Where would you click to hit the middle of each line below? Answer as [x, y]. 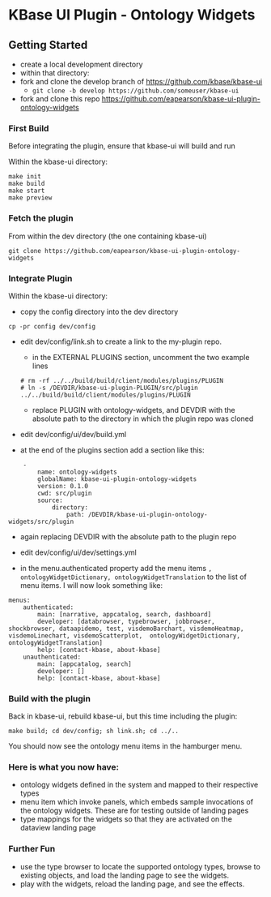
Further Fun [32, 849]
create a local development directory [81, 64]
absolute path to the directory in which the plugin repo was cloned [143, 418]
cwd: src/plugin [65, 493]
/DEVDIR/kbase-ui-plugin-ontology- [148, 514]
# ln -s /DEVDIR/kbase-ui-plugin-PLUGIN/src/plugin [109, 388]
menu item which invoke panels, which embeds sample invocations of [136, 802]
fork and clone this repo [60, 99]
